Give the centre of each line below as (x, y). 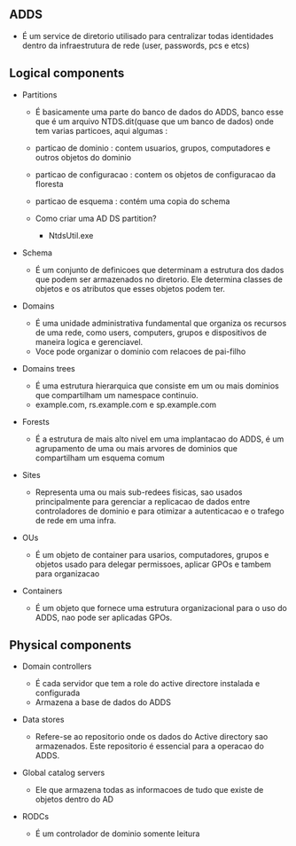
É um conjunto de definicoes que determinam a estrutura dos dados (160, 270)
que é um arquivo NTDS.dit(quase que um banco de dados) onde (155, 121)
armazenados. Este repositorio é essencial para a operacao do (149, 746)
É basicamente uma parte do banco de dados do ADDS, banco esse (159, 112)
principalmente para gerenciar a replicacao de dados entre (143, 501)
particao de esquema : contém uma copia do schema (132, 201)
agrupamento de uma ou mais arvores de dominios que (136, 448)
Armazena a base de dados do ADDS (103, 702)
